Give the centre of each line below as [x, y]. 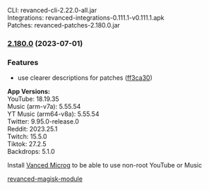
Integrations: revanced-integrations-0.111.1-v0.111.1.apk [86, 18]
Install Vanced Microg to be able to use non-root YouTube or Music [105, 165]
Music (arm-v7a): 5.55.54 [44, 107]
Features [23, 62]
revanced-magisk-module [45, 179]
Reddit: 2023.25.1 [32, 129]
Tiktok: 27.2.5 [27, 144]
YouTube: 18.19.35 [33, 99]
